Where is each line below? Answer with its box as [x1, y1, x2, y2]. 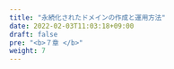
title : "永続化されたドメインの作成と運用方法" [9, 13, 166, 22]
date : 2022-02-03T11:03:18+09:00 [9, 22, 135, 30]
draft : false [9, 30, 58, 39]
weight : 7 [9, 47, 47, 56]
